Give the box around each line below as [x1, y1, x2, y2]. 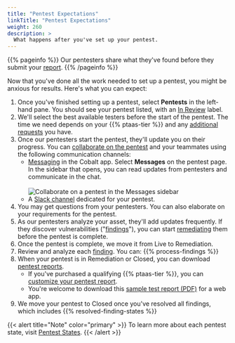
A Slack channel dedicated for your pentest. [27, 195, 156, 204]
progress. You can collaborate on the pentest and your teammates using [17, 143, 227, 151]
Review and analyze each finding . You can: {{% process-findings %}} [17, 247, 219, 256]
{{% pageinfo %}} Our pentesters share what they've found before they [7, 56, 214, 64]
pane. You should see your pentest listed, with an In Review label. [34, 105, 223, 114]
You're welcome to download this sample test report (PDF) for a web [27, 285, 227, 293]
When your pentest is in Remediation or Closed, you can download [17, 254, 210, 264]
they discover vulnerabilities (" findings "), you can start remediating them [17, 225, 228, 233]
